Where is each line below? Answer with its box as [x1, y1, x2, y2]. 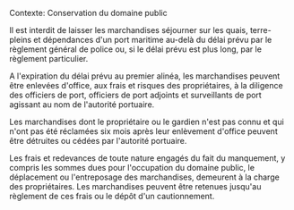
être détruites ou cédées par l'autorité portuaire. [9, 136, 187, 146]
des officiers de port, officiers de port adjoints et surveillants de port [9, 89, 262, 100]
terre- [249, 25, 272, 35]
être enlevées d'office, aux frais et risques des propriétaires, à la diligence [9, 80, 284, 90]
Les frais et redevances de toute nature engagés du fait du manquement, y [9, 153, 286, 164]
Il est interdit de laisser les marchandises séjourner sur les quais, [9, 25, 248, 35]
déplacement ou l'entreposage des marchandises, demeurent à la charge [9, 172, 280, 182]
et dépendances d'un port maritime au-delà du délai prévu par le [33, 35, 272, 45]
